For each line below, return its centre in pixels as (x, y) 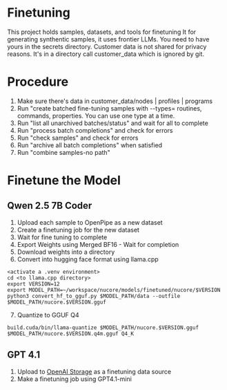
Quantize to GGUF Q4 (48, 315)
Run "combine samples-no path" (63, 152)
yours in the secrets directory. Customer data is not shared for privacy (107, 46)
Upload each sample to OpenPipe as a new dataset (90, 222)
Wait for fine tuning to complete (62, 237)
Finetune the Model (64, 180)
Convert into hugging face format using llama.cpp (88, 259)
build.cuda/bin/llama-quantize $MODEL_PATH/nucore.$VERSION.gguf (103, 327)
